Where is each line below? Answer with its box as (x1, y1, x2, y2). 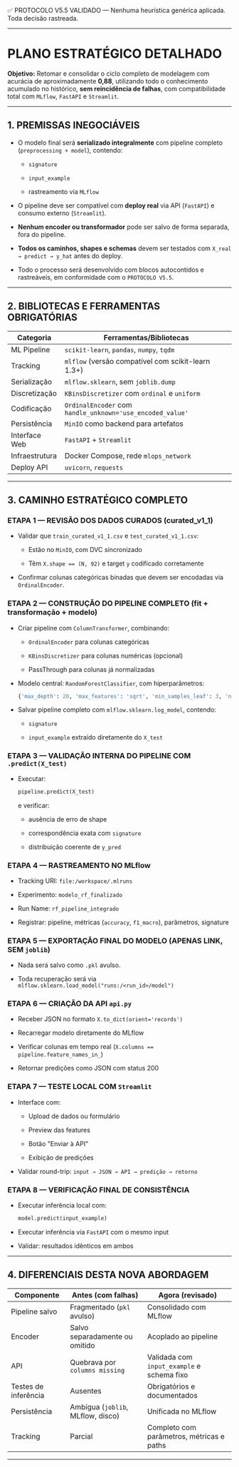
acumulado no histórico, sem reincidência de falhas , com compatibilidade (7, 84, 226, 93)
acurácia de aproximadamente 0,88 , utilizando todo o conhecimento (7, 76, 208, 85)
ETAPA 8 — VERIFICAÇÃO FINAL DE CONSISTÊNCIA (7, 1185, 190, 1195)
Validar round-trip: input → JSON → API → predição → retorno (17, 1167, 198, 1175)
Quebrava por (70, 1357, 116, 1367)
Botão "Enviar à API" (28, 1139, 89, 1147)
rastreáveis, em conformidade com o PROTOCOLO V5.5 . (17, 272, 174, 281)
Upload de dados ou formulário (28, 1112, 120, 1120)
